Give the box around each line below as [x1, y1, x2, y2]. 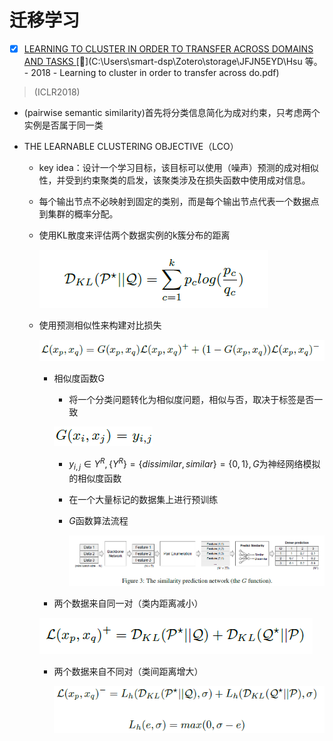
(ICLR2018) [33, 86, 81, 98]
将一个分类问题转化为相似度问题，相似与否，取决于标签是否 [68, 394, 315, 406]
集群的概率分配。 [47, 208, 119, 220]
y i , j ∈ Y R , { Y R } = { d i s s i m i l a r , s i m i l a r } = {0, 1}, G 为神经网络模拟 [68, 456, 321, 472]
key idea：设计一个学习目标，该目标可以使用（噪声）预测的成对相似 [38, 162, 319, 173]
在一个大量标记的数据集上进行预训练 [68, 493, 219, 505]
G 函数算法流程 [68, 514, 129, 526]
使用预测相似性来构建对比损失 [38, 319, 162, 331]
